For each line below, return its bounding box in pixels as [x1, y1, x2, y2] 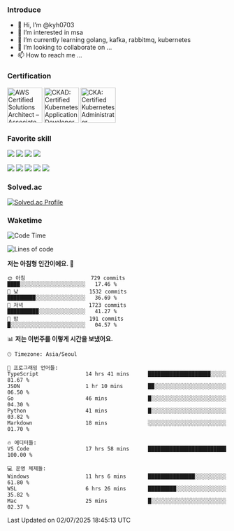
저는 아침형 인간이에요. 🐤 [7, 259, 75, 268]
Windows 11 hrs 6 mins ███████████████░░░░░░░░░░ [7, 473, 227, 481]
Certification [7, 71, 52, 81]
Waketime [7, 216, 43, 226]
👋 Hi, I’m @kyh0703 [17, 21, 75, 29]
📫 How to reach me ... [17, 51, 82, 60]
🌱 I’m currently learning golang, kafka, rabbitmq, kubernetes [17, 36, 191, 44]
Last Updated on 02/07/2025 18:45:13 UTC [7, 516, 131, 525]
